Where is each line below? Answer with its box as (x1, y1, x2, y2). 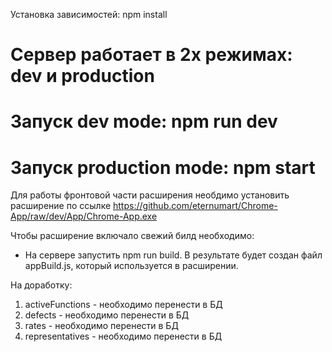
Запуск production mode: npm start (10, 156, 316, 179)
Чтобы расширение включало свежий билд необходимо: (10, 230, 255, 242)
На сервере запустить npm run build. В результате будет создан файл (24, 249, 323, 261)
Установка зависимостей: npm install (10, 9, 168, 20)
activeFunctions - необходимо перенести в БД (24, 299, 223, 311)
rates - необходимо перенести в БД (24, 320, 179, 332)
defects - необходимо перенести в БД (24, 309, 190, 321)
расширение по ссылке (10, 200, 112, 212)
